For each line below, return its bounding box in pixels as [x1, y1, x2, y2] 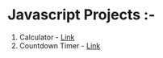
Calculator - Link [19, 32, 75, 42]
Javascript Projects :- [7, 6, 156, 24]
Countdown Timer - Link [19, 40, 101, 50]
